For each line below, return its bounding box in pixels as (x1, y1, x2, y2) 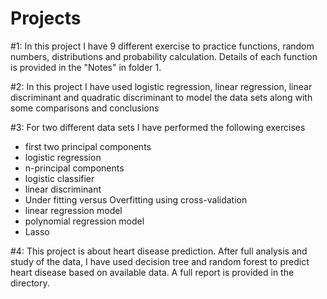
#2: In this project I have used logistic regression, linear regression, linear (10, 80, 313, 92)
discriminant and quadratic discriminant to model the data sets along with (10, 91, 313, 103)
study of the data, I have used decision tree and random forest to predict (10, 255, 310, 267)
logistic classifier (24, 172, 95, 184)
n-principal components (24, 162, 125, 174)
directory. (10, 277, 50, 289)
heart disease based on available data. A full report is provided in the (10, 266, 295, 278)
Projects (10, 7, 82, 30)
